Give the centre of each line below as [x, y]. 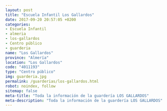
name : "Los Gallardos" [29, 53]
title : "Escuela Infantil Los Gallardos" [50, 15]
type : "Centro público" [31, 72]
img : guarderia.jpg [26, 77]
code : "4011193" [22, 67]
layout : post [19, 10]
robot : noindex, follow [31, 86]
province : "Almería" [27, 58]
